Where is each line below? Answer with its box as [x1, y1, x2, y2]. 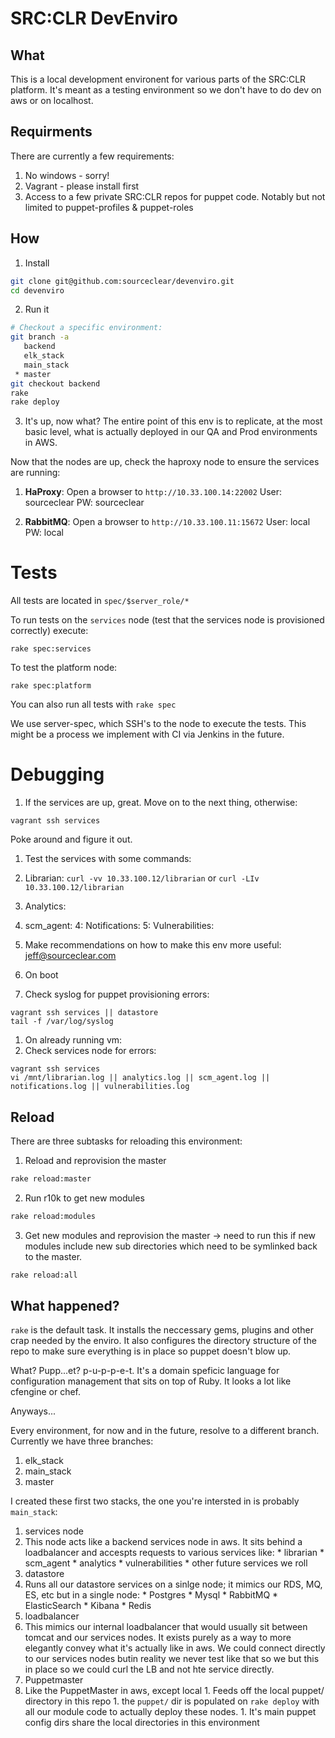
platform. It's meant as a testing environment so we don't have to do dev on [10, 84, 322, 96]
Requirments [10, 123, 93, 141]
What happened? [10, 1297, 120, 1314]
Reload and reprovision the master [24, 1154, 167, 1166]
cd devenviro [10, 285, 65, 296]
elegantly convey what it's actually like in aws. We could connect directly [24, 1642, 326, 1654]
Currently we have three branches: [10, 1435, 154, 1447]
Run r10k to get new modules [24, 1192, 145, 1204]
